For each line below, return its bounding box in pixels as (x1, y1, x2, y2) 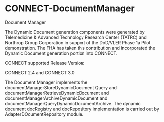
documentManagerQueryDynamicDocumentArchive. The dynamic (5, 100, 141, 106)
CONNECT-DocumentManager (5, 3, 135, 14)
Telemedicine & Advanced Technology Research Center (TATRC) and (5, 34, 147, 40)
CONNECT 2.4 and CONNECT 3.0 (5, 69, 75, 75)
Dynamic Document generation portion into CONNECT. (5, 50, 118, 56)
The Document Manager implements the (5, 79, 88, 85)
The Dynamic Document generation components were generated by (5, 29, 145, 35)
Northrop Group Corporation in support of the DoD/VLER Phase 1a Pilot (5, 39, 151, 45)
